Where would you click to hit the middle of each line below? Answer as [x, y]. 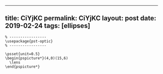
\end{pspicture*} [23, 67]
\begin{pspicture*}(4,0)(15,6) [37, 58]
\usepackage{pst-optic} [29, 41]
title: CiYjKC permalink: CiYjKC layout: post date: [81, 18]
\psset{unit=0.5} [23, 54]
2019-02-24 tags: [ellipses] [48, 26]
